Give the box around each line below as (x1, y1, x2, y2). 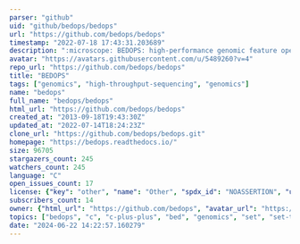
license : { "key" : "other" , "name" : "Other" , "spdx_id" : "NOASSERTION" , (9, 188, 282, 197)
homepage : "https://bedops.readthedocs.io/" (9, 138, 178, 147)
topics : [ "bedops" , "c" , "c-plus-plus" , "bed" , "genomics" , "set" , (9, 212, 266, 222)
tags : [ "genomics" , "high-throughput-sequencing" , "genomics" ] (9, 80, 250, 88)
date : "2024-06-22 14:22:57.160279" (9, 221, 146, 230)
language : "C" (9, 171, 62, 180)
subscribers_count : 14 (9, 196, 94, 206)
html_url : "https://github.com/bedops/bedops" (9, 105, 186, 114)
